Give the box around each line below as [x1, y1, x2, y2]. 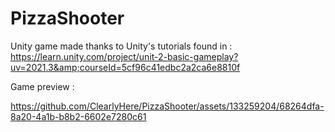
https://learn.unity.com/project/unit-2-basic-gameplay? [10, 50, 239, 62]
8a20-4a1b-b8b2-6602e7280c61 [10, 110, 147, 122]
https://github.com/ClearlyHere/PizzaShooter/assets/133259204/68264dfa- [10, 100, 325, 112]
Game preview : [10, 80, 75, 92]
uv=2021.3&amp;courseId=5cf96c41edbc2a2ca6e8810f [10, 61, 241, 73]
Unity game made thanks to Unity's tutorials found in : [10, 40, 233, 52]
